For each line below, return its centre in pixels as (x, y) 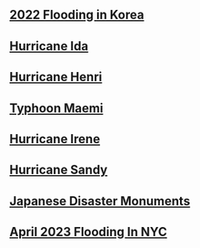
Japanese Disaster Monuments (100, 201)
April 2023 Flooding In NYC (89, 232)
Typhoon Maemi (56, 108)
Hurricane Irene (55, 139)
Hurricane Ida (49, 46)
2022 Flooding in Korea (77, 15)
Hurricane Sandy (59, 170)
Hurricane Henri (56, 77)
